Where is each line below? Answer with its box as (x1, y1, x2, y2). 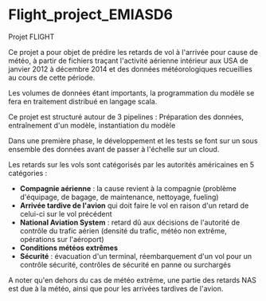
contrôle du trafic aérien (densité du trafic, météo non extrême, (19, 225, 227, 236)
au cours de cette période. (8, 72, 96, 82)
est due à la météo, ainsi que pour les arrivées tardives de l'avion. (8, 283, 224, 293)
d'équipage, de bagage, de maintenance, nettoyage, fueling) (19, 192, 219, 201)
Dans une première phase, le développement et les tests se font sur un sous (8, 135, 258, 145)
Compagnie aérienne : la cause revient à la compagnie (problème (19, 183, 237, 193)
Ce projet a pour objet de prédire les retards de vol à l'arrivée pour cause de (8, 47, 259, 57)
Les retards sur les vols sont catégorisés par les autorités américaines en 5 (8, 159, 255, 169)
